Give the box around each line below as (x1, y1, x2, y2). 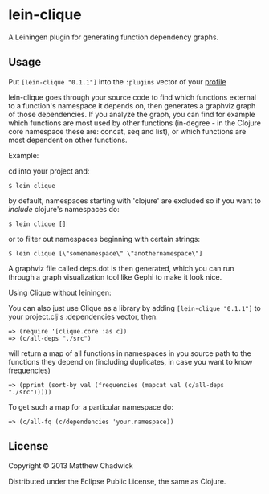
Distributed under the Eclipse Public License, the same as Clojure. (8, 476, 226, 486)
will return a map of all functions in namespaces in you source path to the (8, 348, 251, 358)
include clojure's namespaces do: (8, 204, 120, 214)
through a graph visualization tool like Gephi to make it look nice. (8, 271, 222, 282)
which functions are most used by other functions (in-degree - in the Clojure (8, 118, 262, 128)
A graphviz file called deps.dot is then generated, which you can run (8, 263, 234, 273)
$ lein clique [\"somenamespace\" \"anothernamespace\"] (8, 249, 203, 258)
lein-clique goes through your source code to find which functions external (8, 92, 257, 102)
